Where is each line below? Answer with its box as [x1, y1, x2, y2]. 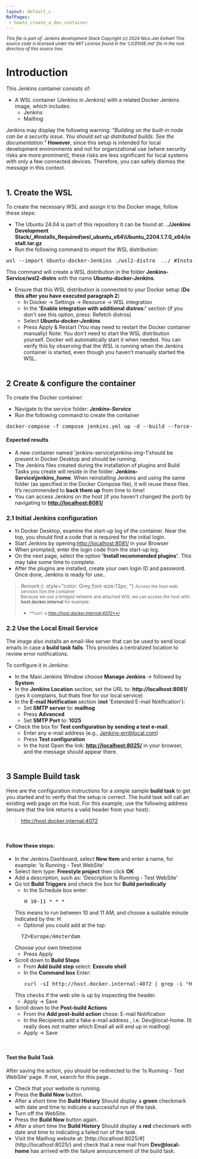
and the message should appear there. [23, 748, 118, 755]
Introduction [6, 65, 68, 79]
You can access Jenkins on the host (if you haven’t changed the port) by [14, 493, 192, 500]
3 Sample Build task [6, 771, 81, 781]
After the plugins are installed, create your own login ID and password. [14, 565, 186, 572]
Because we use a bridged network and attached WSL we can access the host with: [20, 594, 191, 600]
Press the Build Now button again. [14, 1116, 98, 1123]
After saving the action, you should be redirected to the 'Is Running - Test [6, 1067, 184, 1074]
